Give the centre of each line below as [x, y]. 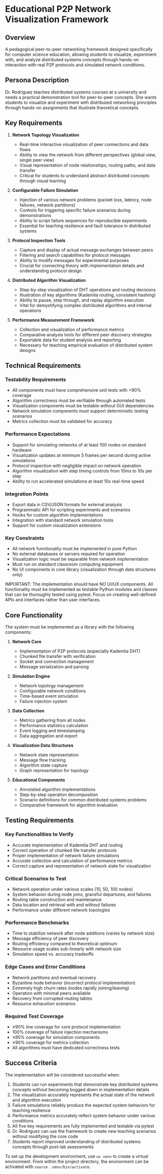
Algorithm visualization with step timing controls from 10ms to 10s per [82, 470]
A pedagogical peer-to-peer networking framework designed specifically [79, 49]
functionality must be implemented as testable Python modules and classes [81, 589]
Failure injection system [43, 702]
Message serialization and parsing [54, 667]
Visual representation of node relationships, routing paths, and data [87, 165]
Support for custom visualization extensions [57, 525]
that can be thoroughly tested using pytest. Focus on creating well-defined [81, 595]
